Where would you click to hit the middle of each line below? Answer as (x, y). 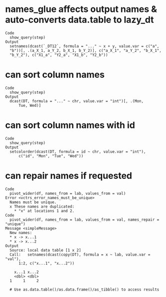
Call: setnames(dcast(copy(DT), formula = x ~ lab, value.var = (80, 255)
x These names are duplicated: (42, 206)
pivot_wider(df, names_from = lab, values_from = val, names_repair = (84, 220)
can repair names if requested (69, 176)
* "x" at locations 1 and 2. (44, 211)
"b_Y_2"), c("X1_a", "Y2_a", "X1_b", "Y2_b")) (59, 55)
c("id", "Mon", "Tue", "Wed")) (51, 156)
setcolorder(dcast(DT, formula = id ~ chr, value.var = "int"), (78, 151)
